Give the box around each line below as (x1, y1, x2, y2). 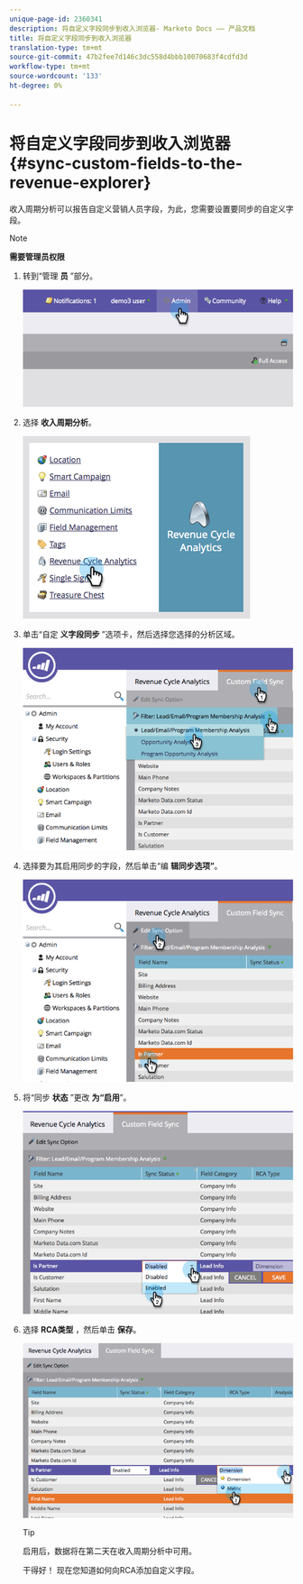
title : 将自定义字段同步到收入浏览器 (9, 33, 133, 42)
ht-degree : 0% (9, 81, 63, 90)
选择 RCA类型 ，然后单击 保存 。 (22, 1323, 142, 1334)
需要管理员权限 (9, 251, 65, 261)
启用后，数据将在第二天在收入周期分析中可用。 (22, 1545, 197, 1556)
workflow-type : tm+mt (9, 62, 91, 71)
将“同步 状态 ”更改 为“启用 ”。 (22, 1092, 132, 1103)
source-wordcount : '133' (9, 72, 103, 81)
